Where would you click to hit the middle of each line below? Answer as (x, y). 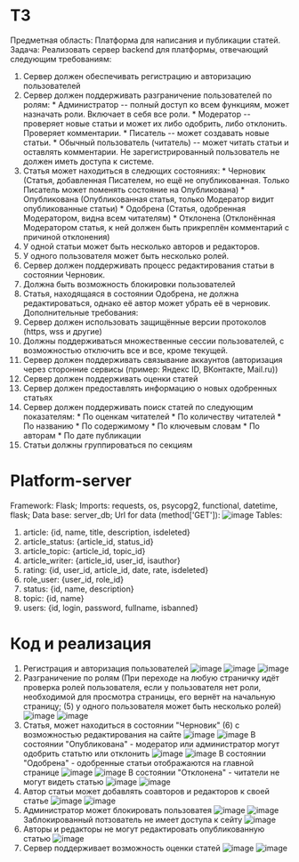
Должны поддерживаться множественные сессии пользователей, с (154, 341)
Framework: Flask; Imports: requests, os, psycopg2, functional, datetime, (144, 505)
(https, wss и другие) (63, 331)
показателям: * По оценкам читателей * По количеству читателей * (152, 416)
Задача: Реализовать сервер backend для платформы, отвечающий (139, 49)
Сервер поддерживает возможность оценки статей (121, 848)
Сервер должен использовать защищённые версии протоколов (145, 322)
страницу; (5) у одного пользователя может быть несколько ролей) (152, 706)
